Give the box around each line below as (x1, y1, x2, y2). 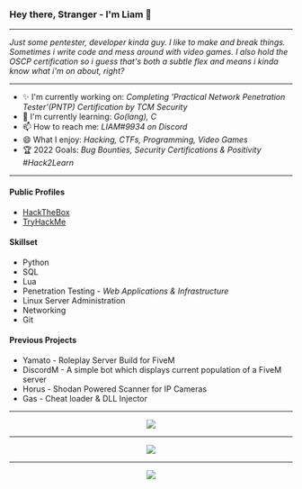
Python (22, 257, 49, 267)
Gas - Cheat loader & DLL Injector (22, 393, 148, 403)
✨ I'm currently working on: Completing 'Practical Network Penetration (22, 92, 286, 103)
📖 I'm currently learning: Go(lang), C (22, 112, 157, 122)
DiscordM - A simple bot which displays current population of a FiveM (22, 364, 282, 375)
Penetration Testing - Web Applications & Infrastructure (22, 285, 229, 296)
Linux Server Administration (22, 294, 126, 305)
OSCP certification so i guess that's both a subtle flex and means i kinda (9, 56, 279, 67)
